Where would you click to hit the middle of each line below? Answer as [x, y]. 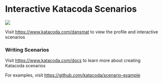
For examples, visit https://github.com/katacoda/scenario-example [73, 75]
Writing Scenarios [27, 50]
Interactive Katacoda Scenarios [71, 9]
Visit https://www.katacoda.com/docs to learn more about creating [73, 60]
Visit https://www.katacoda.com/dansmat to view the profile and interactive [82, 32]
